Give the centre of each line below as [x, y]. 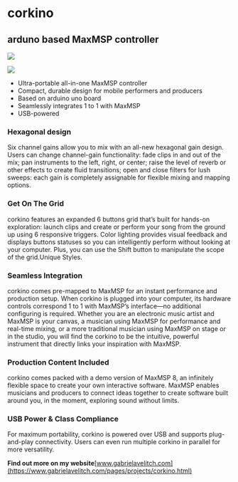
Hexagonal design [39, 132]
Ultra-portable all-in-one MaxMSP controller [82, 83]
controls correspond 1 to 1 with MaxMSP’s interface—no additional [104, 306]
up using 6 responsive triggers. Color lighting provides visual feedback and [117, 234]
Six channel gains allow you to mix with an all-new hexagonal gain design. [115, 147]
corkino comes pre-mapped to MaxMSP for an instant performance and [113, 290]
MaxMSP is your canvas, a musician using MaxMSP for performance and [114, 321]
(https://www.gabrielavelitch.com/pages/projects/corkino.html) [100, 471]
